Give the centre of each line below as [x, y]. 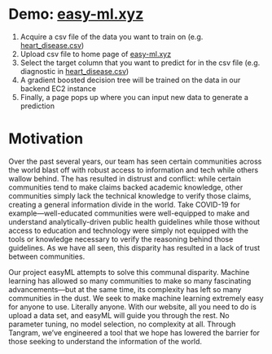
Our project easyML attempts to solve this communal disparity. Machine [129, 272]
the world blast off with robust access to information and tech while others [134, 170]
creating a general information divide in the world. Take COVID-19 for [124, 204]
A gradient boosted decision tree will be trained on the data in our [130, 80]
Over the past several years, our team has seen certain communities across [135, 161]
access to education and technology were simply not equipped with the [128, 230]
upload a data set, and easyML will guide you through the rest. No [119, 315]
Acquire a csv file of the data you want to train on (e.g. [112, 37]
